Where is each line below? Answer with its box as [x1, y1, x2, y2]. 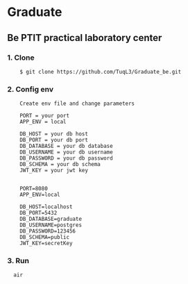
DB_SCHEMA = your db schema [19, 161, 101, 168]
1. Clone [7, 53, 35, 62]
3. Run [7, 256, 30, 266]
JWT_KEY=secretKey [19, 240, 73, 247]
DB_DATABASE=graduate [19, 216, 82, 223]
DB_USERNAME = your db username [19, 149, 113, 156]
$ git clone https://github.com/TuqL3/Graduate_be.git [19, 68, 182, 75]
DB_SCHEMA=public [19, 234, 70, 241]
